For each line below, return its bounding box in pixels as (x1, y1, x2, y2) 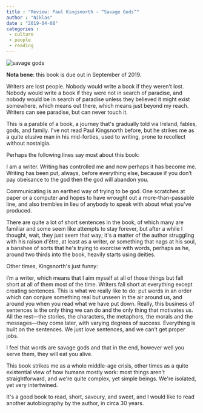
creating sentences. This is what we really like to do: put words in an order (6, 287, 192, 294)
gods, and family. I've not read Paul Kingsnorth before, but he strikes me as (6, 127, 195, 134)
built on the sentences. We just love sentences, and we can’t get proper (6, 325, 185, 333)
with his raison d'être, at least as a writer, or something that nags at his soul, (6, 237, 196, 245)
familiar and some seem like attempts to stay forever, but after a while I (6, 225, 183, 232)
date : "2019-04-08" (6, 20, 59, 26)
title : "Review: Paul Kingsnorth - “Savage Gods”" (6, 8, 139, 15)
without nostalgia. (6, 139, 51, 147)
